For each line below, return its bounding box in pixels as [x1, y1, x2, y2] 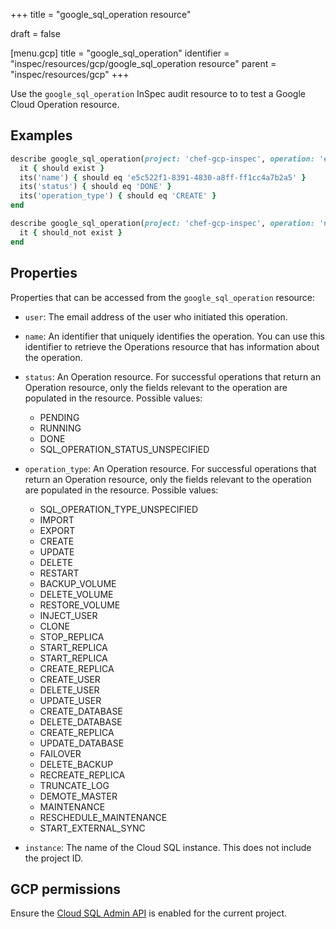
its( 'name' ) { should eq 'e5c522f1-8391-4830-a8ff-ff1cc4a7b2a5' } [19, 172, 307, 183]
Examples [10, 127, 73, 144]
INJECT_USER [39, 609, 98, 621]
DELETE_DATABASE [39, 715, 123, 728]
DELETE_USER [39, 684, 100, 696]
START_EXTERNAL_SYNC [39, 822, 146, 834]
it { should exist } [19, 163, 105, 173]
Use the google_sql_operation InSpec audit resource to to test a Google [10, 88, 306, 99]
